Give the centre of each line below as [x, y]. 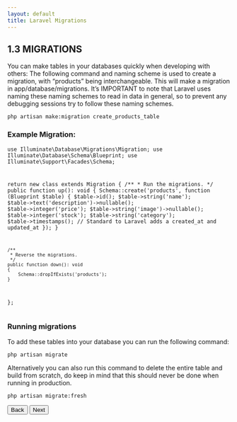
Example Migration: [42, 135]
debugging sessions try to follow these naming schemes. [91, 104]
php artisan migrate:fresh [47, 396]
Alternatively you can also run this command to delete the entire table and [115, 368]
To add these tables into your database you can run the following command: [118, 342]
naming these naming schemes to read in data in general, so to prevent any [117, 96]
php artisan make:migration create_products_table [83, 117]
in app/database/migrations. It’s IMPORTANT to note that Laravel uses [109, 89]
